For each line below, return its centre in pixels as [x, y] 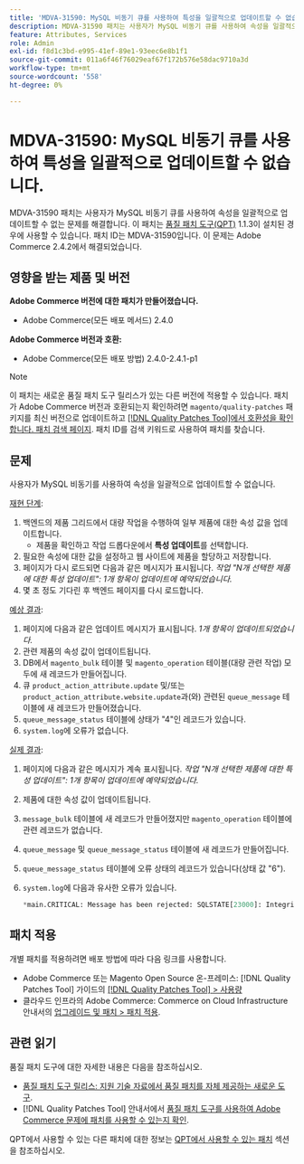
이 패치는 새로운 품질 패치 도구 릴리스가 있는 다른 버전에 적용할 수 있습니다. [141, 395]
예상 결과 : [26, 610]
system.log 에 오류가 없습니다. [76, 731]
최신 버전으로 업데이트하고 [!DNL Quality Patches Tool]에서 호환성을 [155, 418]
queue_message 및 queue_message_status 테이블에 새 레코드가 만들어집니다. [156, 849]
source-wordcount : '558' [56, 77]
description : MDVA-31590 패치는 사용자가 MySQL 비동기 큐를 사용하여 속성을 [139, 26]
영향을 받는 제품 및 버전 [70, 277]
